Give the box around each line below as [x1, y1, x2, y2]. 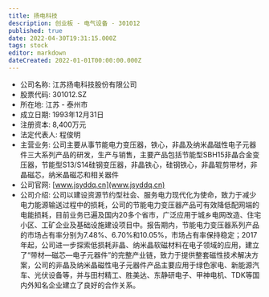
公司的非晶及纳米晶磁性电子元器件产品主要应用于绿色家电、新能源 [34, 260, 253, 270]
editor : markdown [8, 49, 67, 57]
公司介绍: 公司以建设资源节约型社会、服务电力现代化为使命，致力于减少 [19, 189, 257, 199]
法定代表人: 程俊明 [19, 129, 81, 139]
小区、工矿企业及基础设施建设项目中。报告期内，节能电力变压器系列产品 [19, 220, 259, 230]
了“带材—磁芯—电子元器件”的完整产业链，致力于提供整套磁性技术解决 [19, 250, 252, 259]
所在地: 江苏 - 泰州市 [19, 100, 88, 109]
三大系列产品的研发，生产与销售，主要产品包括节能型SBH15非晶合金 [26, 149, 253, 159]
